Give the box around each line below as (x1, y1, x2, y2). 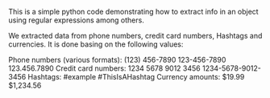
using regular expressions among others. (8, 15, 145, 25)
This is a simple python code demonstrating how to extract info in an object (8, 7, 260, 16)
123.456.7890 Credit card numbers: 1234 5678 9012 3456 (8, 63, 201, 73)
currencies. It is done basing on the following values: (8, 39, 184, 49)
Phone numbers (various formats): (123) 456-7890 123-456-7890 (8, 55, 226, 64)
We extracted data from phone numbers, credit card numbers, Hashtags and (8, 31, 263, 40)
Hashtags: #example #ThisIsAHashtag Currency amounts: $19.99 (27, 72, 245, 81)
